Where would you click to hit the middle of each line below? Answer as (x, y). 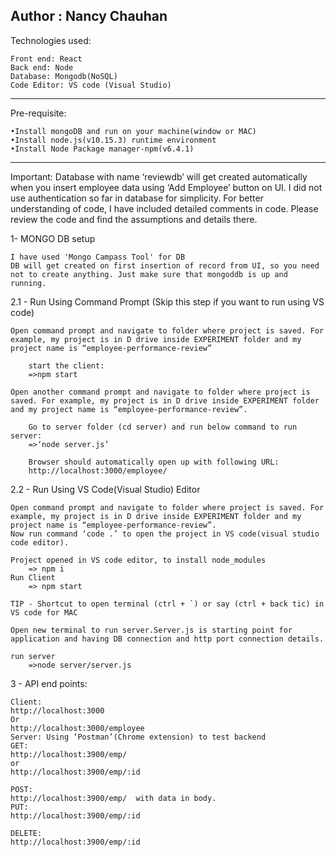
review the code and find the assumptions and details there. (134, 219)
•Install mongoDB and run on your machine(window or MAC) (133, 131)
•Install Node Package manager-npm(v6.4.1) (102, 149)
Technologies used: (51, 40)
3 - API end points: (49, 683)
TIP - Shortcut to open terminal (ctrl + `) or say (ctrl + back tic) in (167, 604)
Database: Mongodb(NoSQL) (64, 76)
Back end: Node (42, 67)
